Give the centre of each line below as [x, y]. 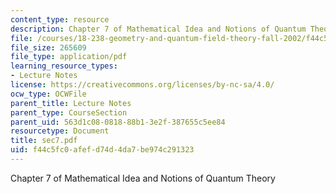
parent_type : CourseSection [69, 112]
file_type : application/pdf [69, 57]
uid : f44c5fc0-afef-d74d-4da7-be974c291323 [102, 150]
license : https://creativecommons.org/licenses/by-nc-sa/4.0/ [142, 85]
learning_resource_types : [64, 66]
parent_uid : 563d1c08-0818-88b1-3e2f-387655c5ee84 [118, 122]
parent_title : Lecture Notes [71, 103]
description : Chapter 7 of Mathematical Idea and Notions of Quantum [158, 29]
